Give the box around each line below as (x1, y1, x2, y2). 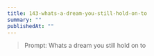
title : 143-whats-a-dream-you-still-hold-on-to (7, 10, 148, 17)
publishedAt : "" (7, 23, 54, 29)
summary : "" (7, 16, 42, 23)
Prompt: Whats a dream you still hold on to (24, 42, 146, 50)
